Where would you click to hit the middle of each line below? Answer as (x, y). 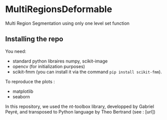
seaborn (21, 96)
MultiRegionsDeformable (59, 9)
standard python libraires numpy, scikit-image (60, 61)
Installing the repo (34, 39)
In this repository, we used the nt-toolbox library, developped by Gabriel (80, 106)
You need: (16, 51)
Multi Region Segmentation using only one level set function (67, 23)
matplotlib (23, 91)
